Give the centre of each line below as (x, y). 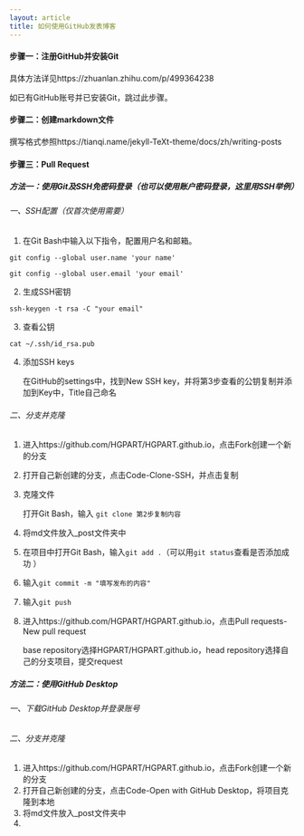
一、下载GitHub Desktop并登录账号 (75, 708)
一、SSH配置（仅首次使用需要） (69, 211)
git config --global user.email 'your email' (96, 274)
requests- (269, 621)
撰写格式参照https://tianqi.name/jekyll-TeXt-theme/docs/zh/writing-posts (146, 141)
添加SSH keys (48, 362)
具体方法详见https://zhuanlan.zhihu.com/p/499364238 (112, 78)
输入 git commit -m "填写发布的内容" (86, 583)
